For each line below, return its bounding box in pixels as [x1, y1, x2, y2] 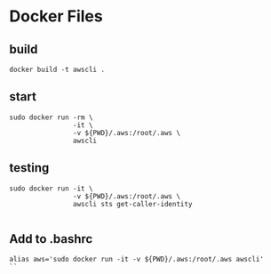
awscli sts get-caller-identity [72, 199, 193, 208]
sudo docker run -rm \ [9, 113, 93, 122]
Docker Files [9, 6, 104, 27]
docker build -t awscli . [9, 65, 105, 74]
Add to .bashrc [9, 231, 93, 246]
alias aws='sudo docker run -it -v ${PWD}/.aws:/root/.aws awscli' [9, 255, 265, 264]
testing [9, 160, 50, 175]
